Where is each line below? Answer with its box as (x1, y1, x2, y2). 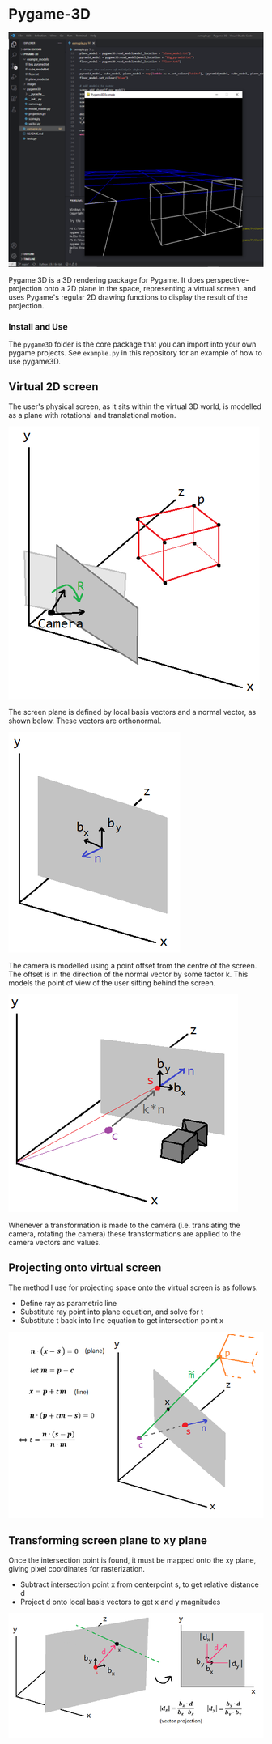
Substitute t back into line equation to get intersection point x (19, 1315, 224, 1325)
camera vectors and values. (8, 1237, 101, 1247)
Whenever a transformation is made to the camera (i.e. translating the (8, 1220, 240, 1230)
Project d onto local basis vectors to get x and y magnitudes (19, 1597, 221, 1606)
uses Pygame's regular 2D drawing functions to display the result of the (8, 292, 249, 302)
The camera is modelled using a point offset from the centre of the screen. (8, 960, 257, 970)
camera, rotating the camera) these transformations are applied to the (8, 1228, 241, 1239)
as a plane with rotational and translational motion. (8, 410, 176, 419)
